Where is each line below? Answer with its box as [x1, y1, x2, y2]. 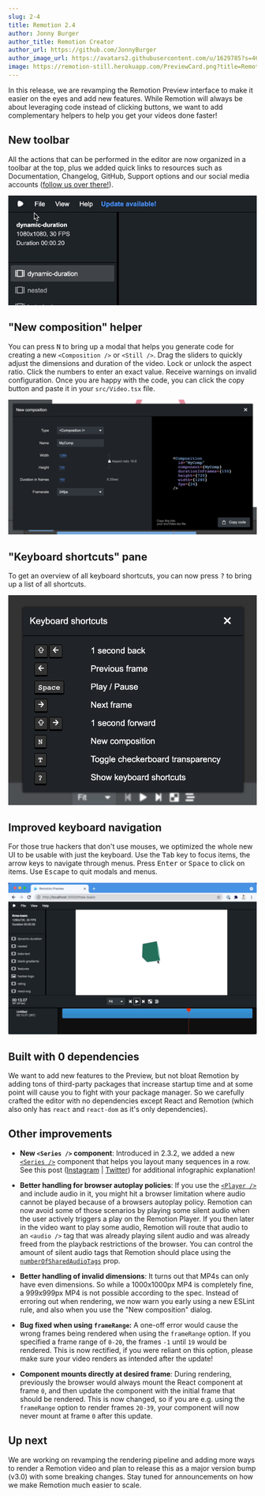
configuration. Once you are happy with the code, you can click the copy [8, 375, 244, 385]
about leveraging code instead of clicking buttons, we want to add [8, 102, 223, 111]
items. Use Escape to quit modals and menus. [8, 867, 158, 876]
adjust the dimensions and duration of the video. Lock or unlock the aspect [8, 358, 252, 367]
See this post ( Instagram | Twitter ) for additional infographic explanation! [19, 1165, 256, 1174]
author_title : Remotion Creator [8, 38, 114, 46]
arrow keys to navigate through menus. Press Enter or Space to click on [8, 858, 245, 869]
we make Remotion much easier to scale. [8, 1480, 142, 1490]
